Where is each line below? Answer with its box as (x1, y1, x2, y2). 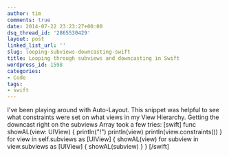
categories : (7, 67, 41, 74)
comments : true (7, 17, 51, 23)
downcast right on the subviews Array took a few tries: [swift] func (7, 121, 196, 129)
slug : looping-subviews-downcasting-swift (7, 49, 131, 56)
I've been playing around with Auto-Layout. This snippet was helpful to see (7, 106, 220, 114)
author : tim (7, 10, 41, 17)
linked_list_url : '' (7, 42, 67, 49)
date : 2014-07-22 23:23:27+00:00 (7, 23, 103, 30)
